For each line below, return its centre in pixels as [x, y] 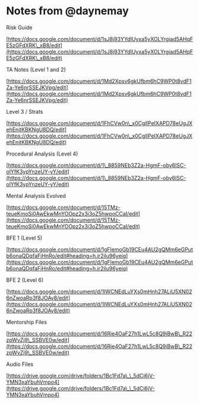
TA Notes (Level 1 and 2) [36, 69]
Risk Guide [19, 27]
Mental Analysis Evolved [36, 195]
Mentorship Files [27, 322]
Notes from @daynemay [67, 11]
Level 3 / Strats [25, 111]
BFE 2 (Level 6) [25, 280]
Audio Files [20, 364]
